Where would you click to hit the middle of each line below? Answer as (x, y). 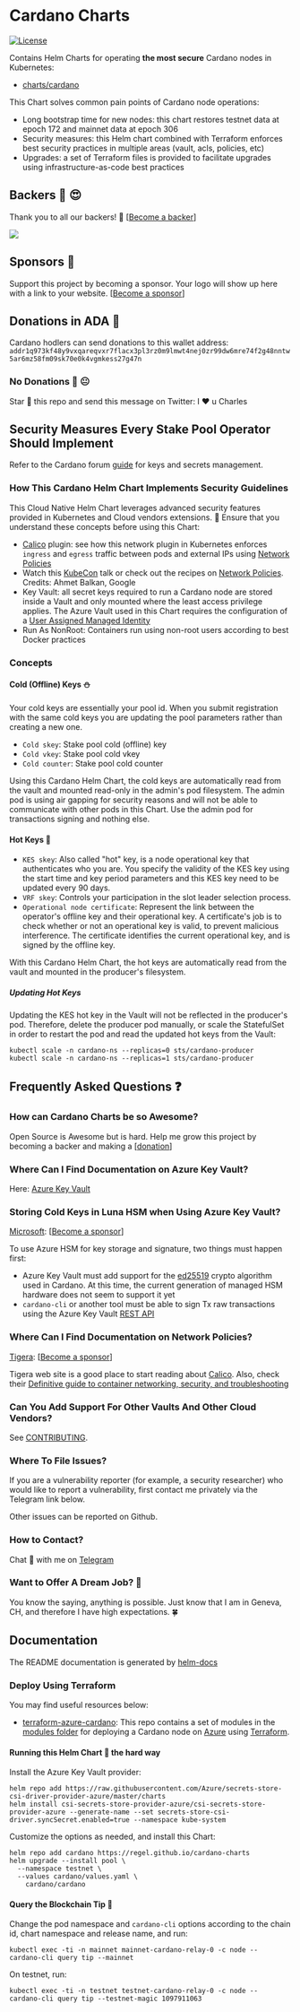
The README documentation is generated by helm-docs (113, 1662)
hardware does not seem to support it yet (99, 1295)
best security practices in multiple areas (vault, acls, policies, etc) (143, 148)
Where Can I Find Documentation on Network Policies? (131, 1337)
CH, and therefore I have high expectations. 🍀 (94, 1611)
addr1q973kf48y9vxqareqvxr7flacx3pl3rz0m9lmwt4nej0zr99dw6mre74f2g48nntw (150, 351)
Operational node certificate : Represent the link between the (138, 907)
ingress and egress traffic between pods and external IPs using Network (156, 553)
